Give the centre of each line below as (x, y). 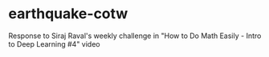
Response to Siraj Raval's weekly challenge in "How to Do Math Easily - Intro (135, 36)
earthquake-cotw (68, 14)
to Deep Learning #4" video (54, 44)
